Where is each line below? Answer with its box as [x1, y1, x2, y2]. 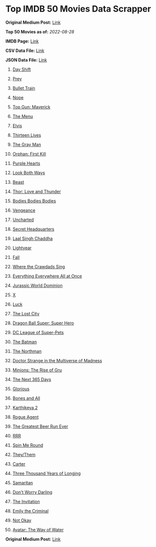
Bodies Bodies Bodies [12, 198, 56, 204]
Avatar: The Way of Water [12, 527, 64, 532]
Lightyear [12, 245, 32, 251]
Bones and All [12, 395, 41, 401]
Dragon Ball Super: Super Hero [12, 320, 74, 326]
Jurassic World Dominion [12, 282, 63, 288]
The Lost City [12, 310, 40, 316]
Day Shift [12, 66, 31, 72]
